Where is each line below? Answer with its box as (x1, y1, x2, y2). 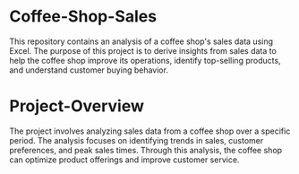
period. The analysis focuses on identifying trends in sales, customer (9, 135, 264, 145)
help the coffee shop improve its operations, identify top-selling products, (9, 55, 281, 65)
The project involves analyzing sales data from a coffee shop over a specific (9, 126, 291, 136)
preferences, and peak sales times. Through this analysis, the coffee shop (9, 144, 283, 155)
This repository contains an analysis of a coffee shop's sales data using (9, 36, 274, 47)
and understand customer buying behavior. (9, 65, 168, 75)
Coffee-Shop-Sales (9, 6, 158, 27)
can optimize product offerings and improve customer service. (9, 154, 240, 165)
